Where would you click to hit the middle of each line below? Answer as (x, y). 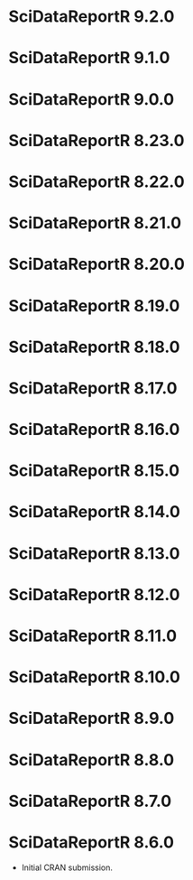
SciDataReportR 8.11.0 (93, 636)
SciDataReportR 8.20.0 (97, 264)
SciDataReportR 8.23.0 (96, 140)
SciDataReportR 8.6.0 (92, 842)
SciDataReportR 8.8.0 (92, 760)
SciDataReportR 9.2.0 (92, 17)
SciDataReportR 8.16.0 (94, 430)
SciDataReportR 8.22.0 (97, 181)
